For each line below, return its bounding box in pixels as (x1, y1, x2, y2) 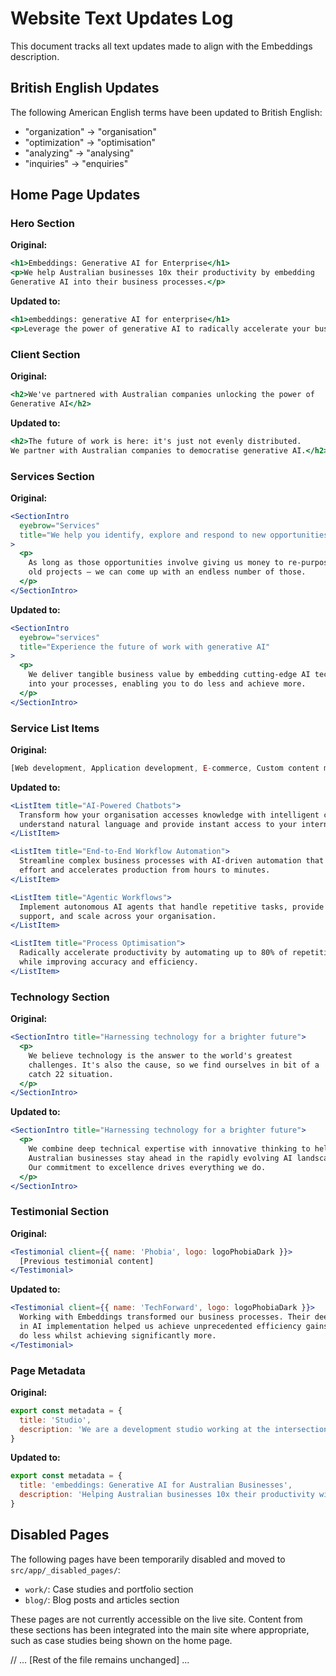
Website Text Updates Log (10, 7, 234, 30)
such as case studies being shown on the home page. (10, 1634, 233, 1646)
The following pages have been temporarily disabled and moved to (10, 1553, 286, 1565)
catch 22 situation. (28, 1069, 114, 1079)
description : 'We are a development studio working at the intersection (19, 1424, 329, 1434)
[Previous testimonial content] (19, 1256, 155, 1266)
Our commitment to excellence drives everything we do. (28, 1162, 267, 1172)
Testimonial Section (10, 1205, 110, 1219)
